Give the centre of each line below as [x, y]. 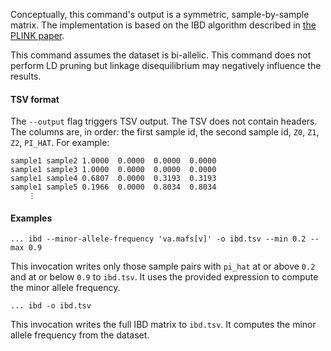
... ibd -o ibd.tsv [51, 306]
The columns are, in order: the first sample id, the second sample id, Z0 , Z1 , [165, 132]
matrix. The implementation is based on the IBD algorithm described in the [163, 25]
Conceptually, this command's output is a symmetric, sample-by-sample [160, 14]
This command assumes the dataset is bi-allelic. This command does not [161, 55]
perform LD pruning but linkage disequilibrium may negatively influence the [166, 65]
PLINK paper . [37, 35]
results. [26, 76]
